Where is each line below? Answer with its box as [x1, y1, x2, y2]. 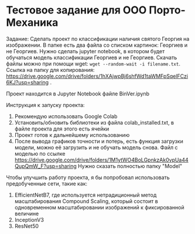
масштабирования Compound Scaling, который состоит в [14, 197, 158, 205]
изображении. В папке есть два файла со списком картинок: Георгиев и [6, 42, 188, 49]
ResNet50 [14, 222, 39, 229]
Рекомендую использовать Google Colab [14, 112, 118, 120]
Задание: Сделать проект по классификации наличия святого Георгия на [6, 35, 190, 42]
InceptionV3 [14, 216, 44, 223]
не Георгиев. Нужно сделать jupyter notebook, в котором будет [6, 47, 165, 54]
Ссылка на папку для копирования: [6, 66, 95, 73]
